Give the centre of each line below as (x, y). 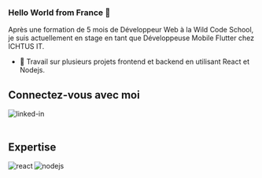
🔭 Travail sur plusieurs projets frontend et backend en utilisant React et (135, 61)
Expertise (32, 147)
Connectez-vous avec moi (74, 95)
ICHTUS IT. (26, 46)
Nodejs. (32, 70)
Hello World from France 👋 (59, 13)
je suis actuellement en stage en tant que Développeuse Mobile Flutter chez (131, 38)
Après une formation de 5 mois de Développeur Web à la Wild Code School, (131, 30)
